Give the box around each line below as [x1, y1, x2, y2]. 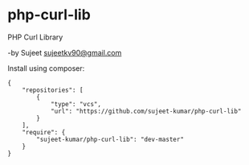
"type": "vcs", [50, 100, 102, 108]
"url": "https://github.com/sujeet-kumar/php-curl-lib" [50, 107, 242, 115]
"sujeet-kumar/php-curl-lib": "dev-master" [36, 135, 184, 143]
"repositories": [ [22, 86, 84, 94]
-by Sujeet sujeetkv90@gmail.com [7, 47, 122, 57]
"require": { [22, 128, 66, 136]
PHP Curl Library [7, 32, 63, 42]
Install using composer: [7, 63, 85, 73]
